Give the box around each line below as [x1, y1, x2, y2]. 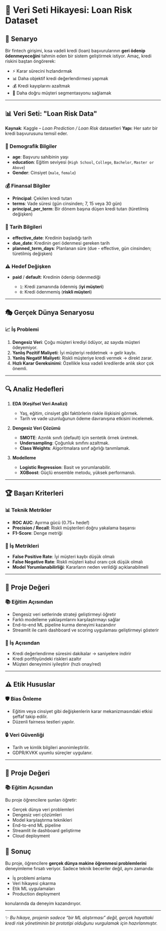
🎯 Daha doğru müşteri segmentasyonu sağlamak [12, 90, 112, 96]
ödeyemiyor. [12, 344, 38, 350]
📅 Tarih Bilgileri [5, 223, 42, 230]
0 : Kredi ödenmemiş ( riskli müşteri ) [19, 289, 92, 295]
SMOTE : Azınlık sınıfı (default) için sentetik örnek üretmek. [19, 434, 139, 440]
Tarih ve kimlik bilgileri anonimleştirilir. [12, 745, 90, 751]
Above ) [12, 165, 26, 170]
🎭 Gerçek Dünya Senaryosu [5, 308, 94, 317]
